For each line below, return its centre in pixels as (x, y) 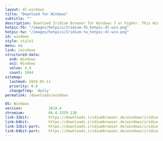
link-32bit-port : (23, 126)
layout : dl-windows (25, 9)
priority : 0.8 (24, 86)
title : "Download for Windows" (37, 14)
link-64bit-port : (23, 131)
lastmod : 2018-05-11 (30, 81)
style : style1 (19, 41)
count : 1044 (22, 73)
